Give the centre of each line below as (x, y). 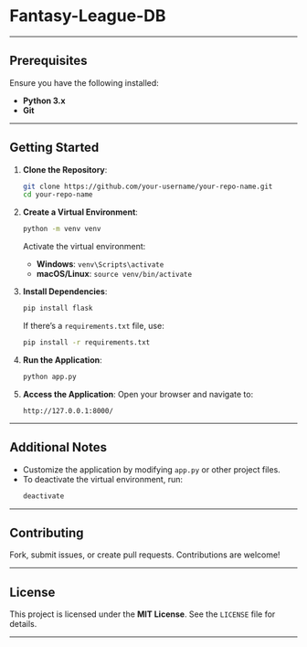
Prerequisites (48, 61)
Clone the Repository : (65, 169)
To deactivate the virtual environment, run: (103, 479)
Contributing (47, 532)
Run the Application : (62, 360)
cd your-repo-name (58, 195)
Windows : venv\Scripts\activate (100, 264)
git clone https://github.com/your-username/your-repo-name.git (148, 186)
